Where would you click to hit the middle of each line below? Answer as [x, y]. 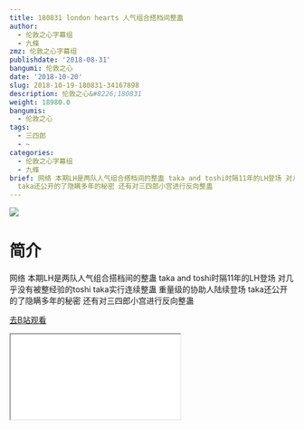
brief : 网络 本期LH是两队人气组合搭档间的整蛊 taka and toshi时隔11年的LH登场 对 [151, 178]
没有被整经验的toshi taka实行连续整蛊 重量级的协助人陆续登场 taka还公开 [152, 289]
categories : [32, 152]
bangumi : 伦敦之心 [42, 69]
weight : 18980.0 [40, 102]
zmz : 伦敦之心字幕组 [43, 52]
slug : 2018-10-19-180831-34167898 [75, 85]
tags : [19, 128]
